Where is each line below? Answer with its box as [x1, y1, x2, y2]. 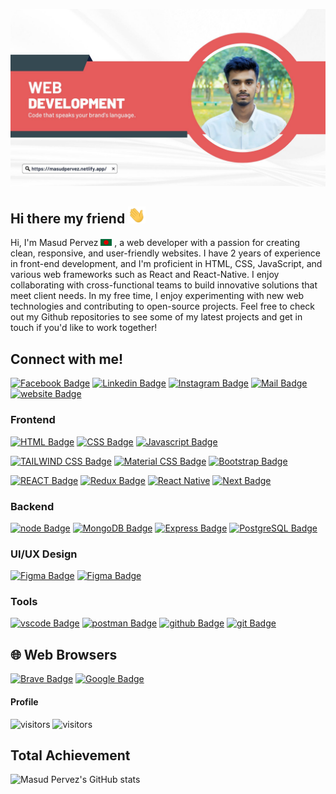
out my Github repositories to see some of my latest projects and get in [10, 311, 303, 323]
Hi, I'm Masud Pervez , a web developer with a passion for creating [10, 237, 301, 249]
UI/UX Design [10, 547, 78, 561]
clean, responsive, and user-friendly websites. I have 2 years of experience [10, 247, 321, 259]
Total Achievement [10, 747, 131, 764]
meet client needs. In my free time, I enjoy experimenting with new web [10, 290, 305, 302]
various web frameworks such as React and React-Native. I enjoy [10, 269, 280, 281]
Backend [10, 499, 55, 513]
